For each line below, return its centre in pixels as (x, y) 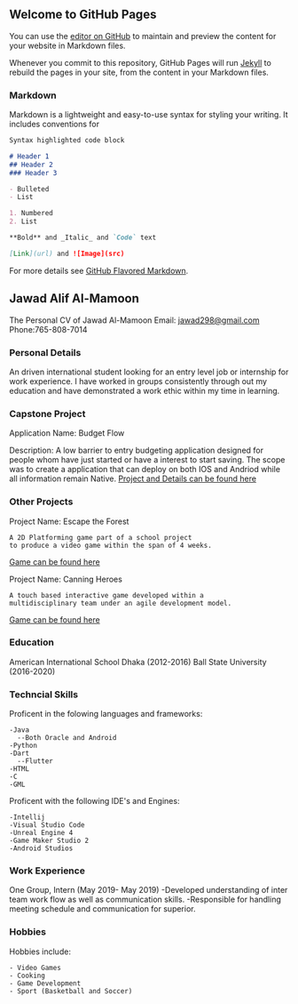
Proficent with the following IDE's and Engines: (94, 801)
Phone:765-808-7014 (48, 329)
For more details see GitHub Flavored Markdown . (99, 270)
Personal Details (45, 352)
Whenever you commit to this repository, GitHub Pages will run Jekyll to (141, 62)
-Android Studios (41, 848)
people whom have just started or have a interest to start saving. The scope (147, 460)
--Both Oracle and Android (67, 738)
